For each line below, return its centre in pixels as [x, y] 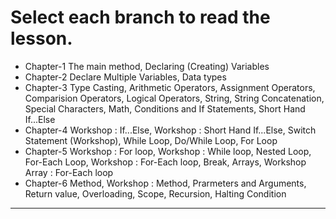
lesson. [41, 38]
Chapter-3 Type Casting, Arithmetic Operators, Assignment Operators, [170, 87]
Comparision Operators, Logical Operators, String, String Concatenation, [174, 98]
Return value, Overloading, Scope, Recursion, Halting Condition [155, 193]
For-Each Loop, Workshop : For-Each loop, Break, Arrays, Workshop [165, 162]
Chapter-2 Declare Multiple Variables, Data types [125, 77]
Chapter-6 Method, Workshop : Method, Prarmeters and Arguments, [165, 183]
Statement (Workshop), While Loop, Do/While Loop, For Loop [151, 140]
